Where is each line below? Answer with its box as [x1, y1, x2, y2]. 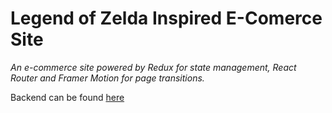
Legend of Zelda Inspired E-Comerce [10, 7, 323, 30]
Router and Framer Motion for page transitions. [10, 72, 205, 84]
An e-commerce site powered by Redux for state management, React [10, 61, 297, 73]
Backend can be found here [10, 91, 125, 103]
